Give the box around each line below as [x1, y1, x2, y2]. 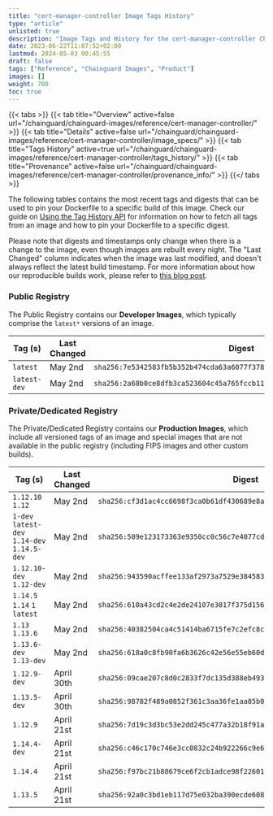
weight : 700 [8, 80, 49, 88]
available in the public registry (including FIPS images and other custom [8, 441, 249, 450]
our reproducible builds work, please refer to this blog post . [8, 271, 207, 280]
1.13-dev [12, 656, 46, 665]
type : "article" [8, 20, 63, 28]
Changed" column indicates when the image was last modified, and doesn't [8, 254, 262, 263]
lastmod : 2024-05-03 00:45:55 [8, 50, 111, 58]
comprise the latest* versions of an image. [8, 318, 154, 328]
